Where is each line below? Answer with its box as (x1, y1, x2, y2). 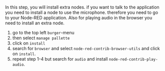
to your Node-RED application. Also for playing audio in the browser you (5, 15, 153, 20)
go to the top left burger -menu (12, 30, 74, 35)
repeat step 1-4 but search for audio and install (12, 56, 108, 62)
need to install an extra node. (5, 20, 65, 26)
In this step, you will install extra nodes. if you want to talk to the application (5, 4, 160, 10)
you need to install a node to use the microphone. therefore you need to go (5, 9, 159, 15)
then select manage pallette (12, 35, 70, 41)
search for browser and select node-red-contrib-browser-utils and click (12, 46, 160, 51)
